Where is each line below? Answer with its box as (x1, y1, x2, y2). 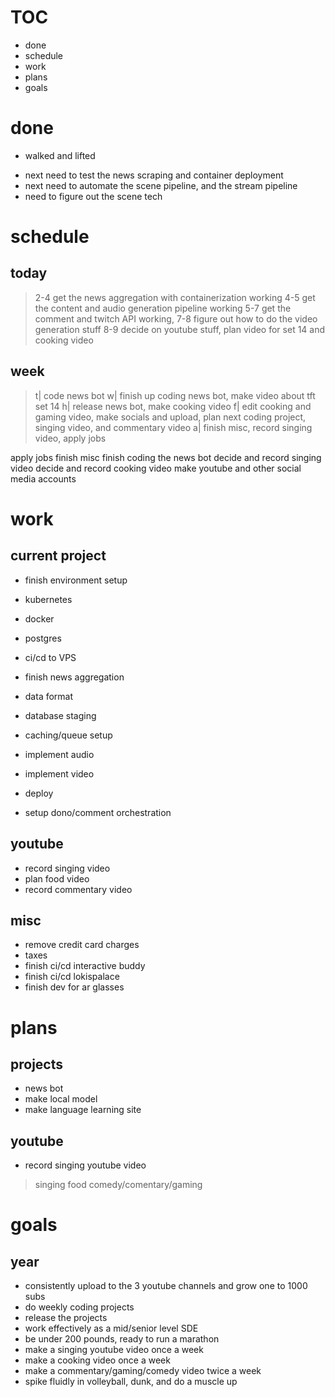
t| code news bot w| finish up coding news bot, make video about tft (34, 389, 316, 401)
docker (24, 612, 55, 625)
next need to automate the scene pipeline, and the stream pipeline (24, 179, 298, 191)
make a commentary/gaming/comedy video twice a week (24, 1365, 262, 1377)
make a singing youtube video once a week (24, 1344, 204, 1356)
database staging (24, 709, 97, 721)
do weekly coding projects (24, 1301, 135, 1313)
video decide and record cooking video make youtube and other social (10, 462, 302, 474)
